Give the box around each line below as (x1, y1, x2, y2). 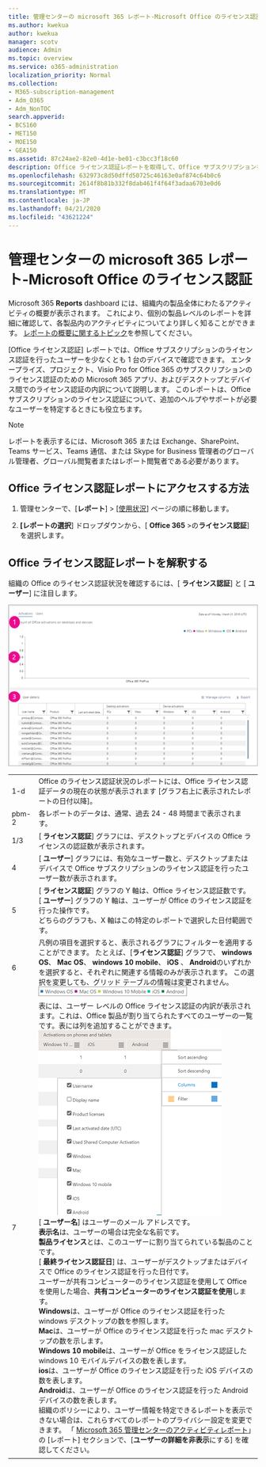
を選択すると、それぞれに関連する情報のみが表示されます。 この (38, 967, 248, 977)
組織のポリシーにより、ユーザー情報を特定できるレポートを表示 (38, 1405, 246, 1415)
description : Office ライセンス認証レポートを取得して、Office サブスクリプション (8, 163, 257, 171)
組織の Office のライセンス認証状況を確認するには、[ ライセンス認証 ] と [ (8, 579, 247, 588)
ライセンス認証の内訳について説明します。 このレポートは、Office (35, 384, 251, 393)
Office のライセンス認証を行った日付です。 (54, 1267, 194, 1276)
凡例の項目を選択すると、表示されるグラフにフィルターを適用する (38, 938, 253, 948)
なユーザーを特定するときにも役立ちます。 (8, 404, 146, 413)
